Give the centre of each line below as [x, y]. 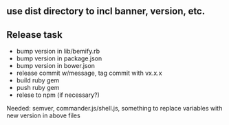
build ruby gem [38, 80]
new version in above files [43, 115]
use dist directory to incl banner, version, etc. [106, 11]
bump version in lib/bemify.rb [58, 52]
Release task [34, 35]
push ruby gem [38, 88]
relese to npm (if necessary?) [58, 95]
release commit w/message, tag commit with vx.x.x [89, 73]
